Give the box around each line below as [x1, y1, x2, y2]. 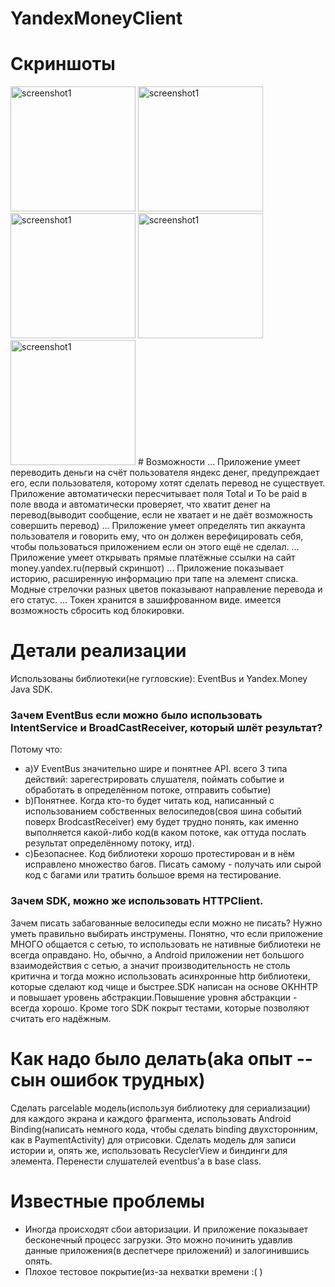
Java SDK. [10, 683, 53, 696]
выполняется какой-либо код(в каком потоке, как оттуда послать [24, 827, 307, 839]
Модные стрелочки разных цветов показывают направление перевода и [10, 583, 323, 596]
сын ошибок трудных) [10, 1068, 206, 1091]
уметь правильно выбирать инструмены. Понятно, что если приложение [10, 927, 323, 939]
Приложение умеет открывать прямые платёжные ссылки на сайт [10, 552, 296, 564]
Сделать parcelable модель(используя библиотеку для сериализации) [10, 1102, 311, 1114]
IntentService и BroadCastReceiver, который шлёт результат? [10, 720, 323, 734]
